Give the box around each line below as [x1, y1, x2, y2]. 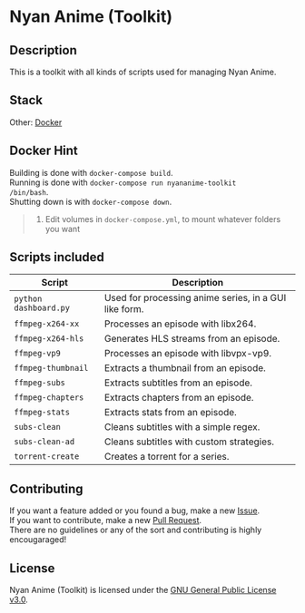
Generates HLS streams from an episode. [103, 333, 280, 345]
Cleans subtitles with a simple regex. [103, 421, 261, 433]
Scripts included [9, 249, 104, 265]
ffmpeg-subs [14, 378, 66, 388]
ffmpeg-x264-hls [14, 334, 84, 344]
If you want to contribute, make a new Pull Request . [9, 515, 202, 526]
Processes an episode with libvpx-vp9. [103, 347, 272, 360]
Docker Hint [9, 143, 79, 159]
